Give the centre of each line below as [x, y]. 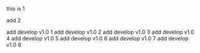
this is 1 [16, 9]
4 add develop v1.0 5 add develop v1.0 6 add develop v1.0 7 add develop [98, 38]
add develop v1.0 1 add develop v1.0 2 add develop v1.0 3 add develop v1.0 [100, 32]
